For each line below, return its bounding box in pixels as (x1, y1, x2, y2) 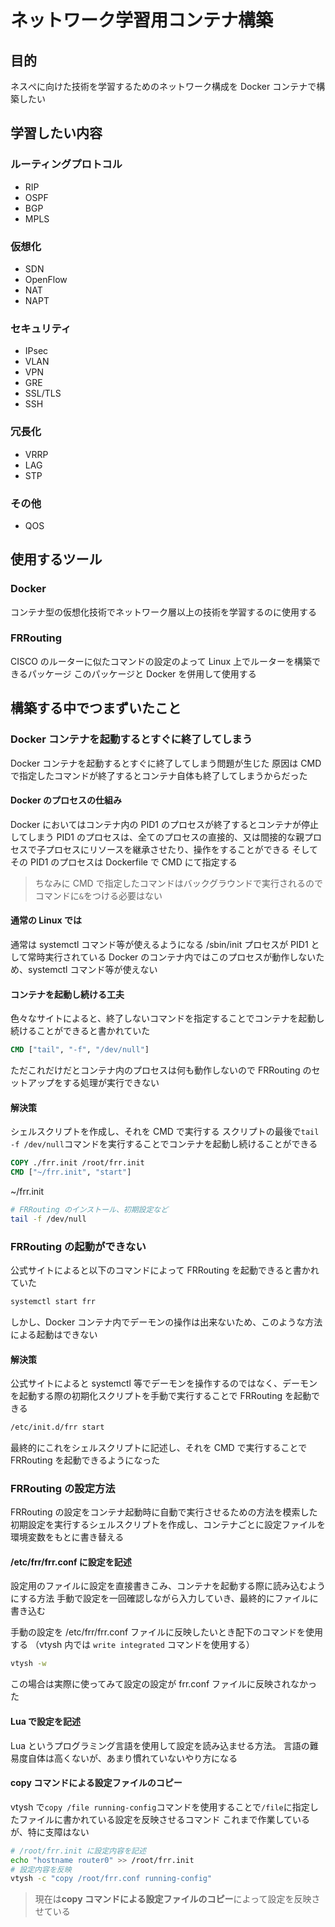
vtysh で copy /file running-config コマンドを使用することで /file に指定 (10, 1801, 310, 1813)
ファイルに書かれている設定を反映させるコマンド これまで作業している (18, 1813, 311, 1825)
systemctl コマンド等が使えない (27, 963, 158, 975)
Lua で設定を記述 (10, 1715, 82, 1727)
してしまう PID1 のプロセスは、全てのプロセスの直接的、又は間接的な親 (10, 831, 305, 843)
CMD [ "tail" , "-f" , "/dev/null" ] (10, 1045, 150, 1055)
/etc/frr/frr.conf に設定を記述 (10, 1556, 132, 1568)
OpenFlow (24, 273, 68, 285)
